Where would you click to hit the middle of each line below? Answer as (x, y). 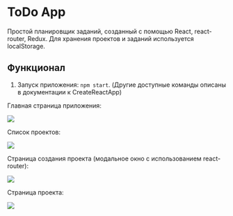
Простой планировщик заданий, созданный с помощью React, (100, 31)
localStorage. (26, 46)
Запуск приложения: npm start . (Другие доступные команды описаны (122, 85)
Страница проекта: (35, 192)
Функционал (37, 68)
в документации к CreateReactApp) (70, 92)
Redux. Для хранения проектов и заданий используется (111, 38)
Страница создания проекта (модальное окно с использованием (104, 158)
